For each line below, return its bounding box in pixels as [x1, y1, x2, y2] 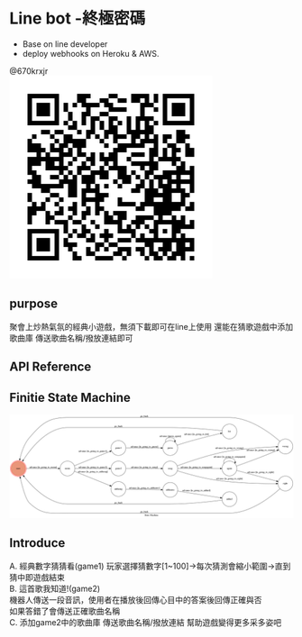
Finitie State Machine [9, 389, 131, 405]
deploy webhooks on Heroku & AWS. [22, 48, 160, 59]
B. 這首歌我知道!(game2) [9, 583, 101, 594]
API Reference [9, 359, 92, 375]
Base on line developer [22, 38, 108, 50]
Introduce [9, 535, 66, 551]
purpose [9, 296, 59, 312]
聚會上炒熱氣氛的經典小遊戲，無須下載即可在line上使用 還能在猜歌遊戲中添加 [9, 321, 294, 332]
